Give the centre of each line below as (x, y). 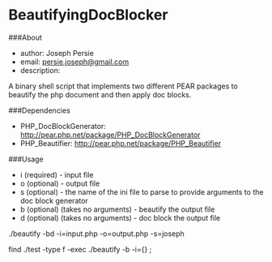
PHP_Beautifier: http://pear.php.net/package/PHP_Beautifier (120, 143)
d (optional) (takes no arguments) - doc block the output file (120, 217)
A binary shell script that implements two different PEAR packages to (123, 86)
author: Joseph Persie (57, 53)
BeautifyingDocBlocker (88, 15)
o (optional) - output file (60, 183)
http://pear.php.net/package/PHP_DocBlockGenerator (110, 135)
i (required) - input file (57, 174)
